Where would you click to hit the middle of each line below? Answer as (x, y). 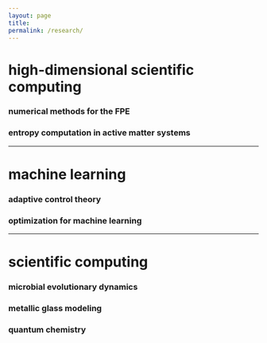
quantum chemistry (47, 329)
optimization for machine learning (75, 220)
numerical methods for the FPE (69, 111)
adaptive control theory (55, 199)
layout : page (30, 16)
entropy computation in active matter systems (99, 133)
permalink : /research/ (46, 30)
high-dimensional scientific (101, 70)
